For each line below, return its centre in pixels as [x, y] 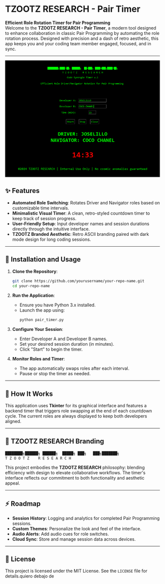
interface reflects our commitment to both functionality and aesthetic [75, 478]
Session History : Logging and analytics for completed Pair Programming [86, 518]
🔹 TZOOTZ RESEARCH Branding [55, 441]
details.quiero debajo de [29, 576]
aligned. [13, 421]
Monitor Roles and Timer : [39, 359]
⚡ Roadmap [23, 504]
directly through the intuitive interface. [51, 229]
